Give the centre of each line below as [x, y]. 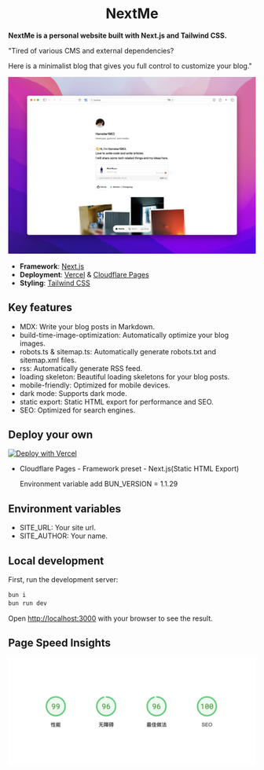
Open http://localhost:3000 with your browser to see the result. [111, 618]
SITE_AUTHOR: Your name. [64, 536]
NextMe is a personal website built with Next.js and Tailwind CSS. [118, 35]
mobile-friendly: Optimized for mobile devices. [95, 385]
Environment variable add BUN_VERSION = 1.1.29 [99, 484]
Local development [56, 561]
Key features [40, 308]
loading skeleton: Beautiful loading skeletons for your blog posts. [125, 376]
